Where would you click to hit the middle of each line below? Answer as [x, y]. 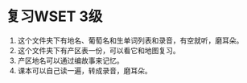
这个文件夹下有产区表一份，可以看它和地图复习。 [99, 50]
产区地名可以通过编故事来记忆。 [70, 60]
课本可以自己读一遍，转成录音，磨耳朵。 [84, 70]
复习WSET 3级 [54, 17]
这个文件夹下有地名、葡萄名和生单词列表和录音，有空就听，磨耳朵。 [130, 40]
